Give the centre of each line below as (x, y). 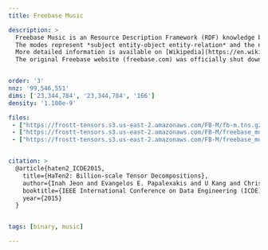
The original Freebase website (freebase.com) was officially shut (130, 60)
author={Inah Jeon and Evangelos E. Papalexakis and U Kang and (132, 183)
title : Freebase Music (46, 16)
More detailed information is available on (89, 53)
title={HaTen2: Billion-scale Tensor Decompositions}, (116, 176)
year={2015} (42, 198)
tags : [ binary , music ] (46, 227)
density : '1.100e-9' (43, 103)
